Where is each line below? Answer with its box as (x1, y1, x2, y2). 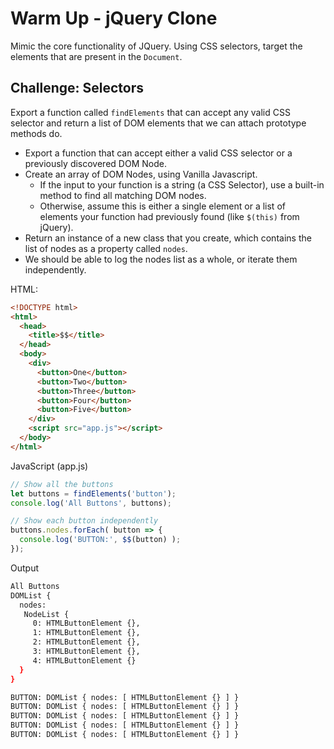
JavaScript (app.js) (10, 460, 89, 472)
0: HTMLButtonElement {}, (32, 618, 141, 629)
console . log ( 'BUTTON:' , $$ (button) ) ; (19, 535, 182, 545)
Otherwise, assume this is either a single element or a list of (39, 200, 286, 212)
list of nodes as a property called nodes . (24, 242, 188, 254)
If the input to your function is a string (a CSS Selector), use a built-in (39, 178, 325, 191)
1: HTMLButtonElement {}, (32, 628, 141, 638)
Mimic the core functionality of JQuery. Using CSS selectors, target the (10, 40, 303, 52)
